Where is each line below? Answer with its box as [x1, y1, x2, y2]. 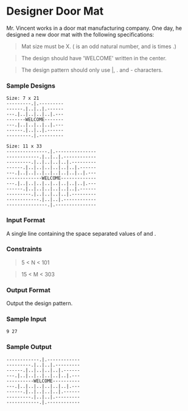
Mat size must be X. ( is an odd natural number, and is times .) [21, 43, 176, 50]
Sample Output [6, 343, 52, 351]
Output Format [6, 286, 50, 294]
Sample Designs [6, 81, 56, 90]
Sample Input [6, 315, 47, 323]
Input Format [6, 216, 46, 225]
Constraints [6, 245, 43, 253]
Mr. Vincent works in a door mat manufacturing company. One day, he [6, 24, 183, 32]
